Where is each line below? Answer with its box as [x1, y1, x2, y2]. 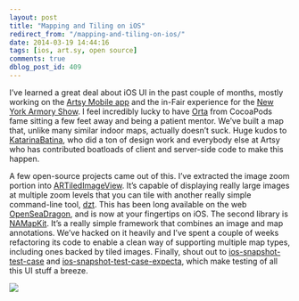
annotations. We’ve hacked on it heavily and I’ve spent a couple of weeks [9, 227, 279, 238]
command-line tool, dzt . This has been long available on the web [9, 199, 247, 209]
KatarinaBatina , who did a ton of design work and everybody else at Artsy [9, 134, 281, 145]
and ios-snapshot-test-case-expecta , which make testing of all [46, 256, 278, 266]
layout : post [9, 12, 58, 22]
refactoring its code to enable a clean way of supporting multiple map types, [9, 237, 290, 248]
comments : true [9, 54, 66, 63]
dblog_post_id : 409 [9, 63, 82, 72]
